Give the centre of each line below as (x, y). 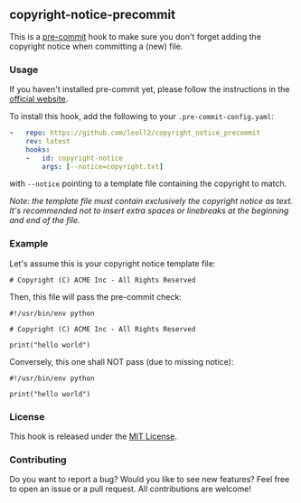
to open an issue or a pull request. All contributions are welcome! (130, 489)
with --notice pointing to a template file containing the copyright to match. (148, 183)
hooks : (38, 149)
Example (29, 244)
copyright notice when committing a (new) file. (96, 46)
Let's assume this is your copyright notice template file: (113, 263)
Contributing (38, 460)
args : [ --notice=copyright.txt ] (103, 166)
